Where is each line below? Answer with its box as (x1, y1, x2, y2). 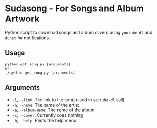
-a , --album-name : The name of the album (12, 107, 95, 113)
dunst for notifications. (5, 35, 50, 41)
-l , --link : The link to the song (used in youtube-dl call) (12, 96, 125, 103)
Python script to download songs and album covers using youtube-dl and (5, 29, 153, 35)
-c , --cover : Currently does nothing (12, 112, 83, 118)
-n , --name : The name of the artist (12, 102, 79, 107)
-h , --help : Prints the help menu (12, 117, 77, 123)
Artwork (5, 13, 40, 24)
